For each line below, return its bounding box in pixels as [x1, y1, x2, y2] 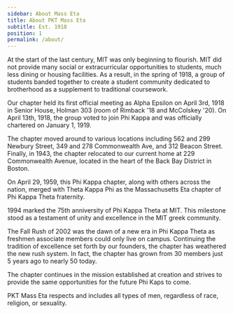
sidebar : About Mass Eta [7, 10, 80, 17]
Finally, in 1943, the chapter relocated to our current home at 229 [7, 150, 195, 158]
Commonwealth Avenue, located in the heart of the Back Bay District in [7, 157, 212, 165]
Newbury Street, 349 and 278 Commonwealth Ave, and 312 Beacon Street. [7, 142, 223, 150]
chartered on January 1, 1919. [7, 121, 92, 129]
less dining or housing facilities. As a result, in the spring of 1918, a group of [7, 71, 225, 79]
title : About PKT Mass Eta [7, 17, 86, 24]
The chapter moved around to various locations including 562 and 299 [7, 134, 211, 143]
